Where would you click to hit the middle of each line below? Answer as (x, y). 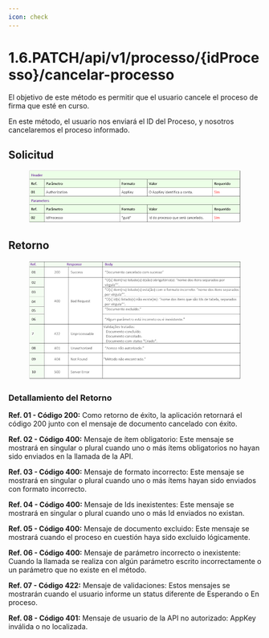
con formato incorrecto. (47, 489)
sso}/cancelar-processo (92, 74)
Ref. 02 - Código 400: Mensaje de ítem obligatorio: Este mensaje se (121, 440)
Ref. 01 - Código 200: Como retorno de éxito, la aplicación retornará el (125, 415)
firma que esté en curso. (49, 105)
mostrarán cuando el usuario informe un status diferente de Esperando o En (134, 594)
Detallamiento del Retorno (60, 398)
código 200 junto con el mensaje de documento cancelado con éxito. (123, 424)
